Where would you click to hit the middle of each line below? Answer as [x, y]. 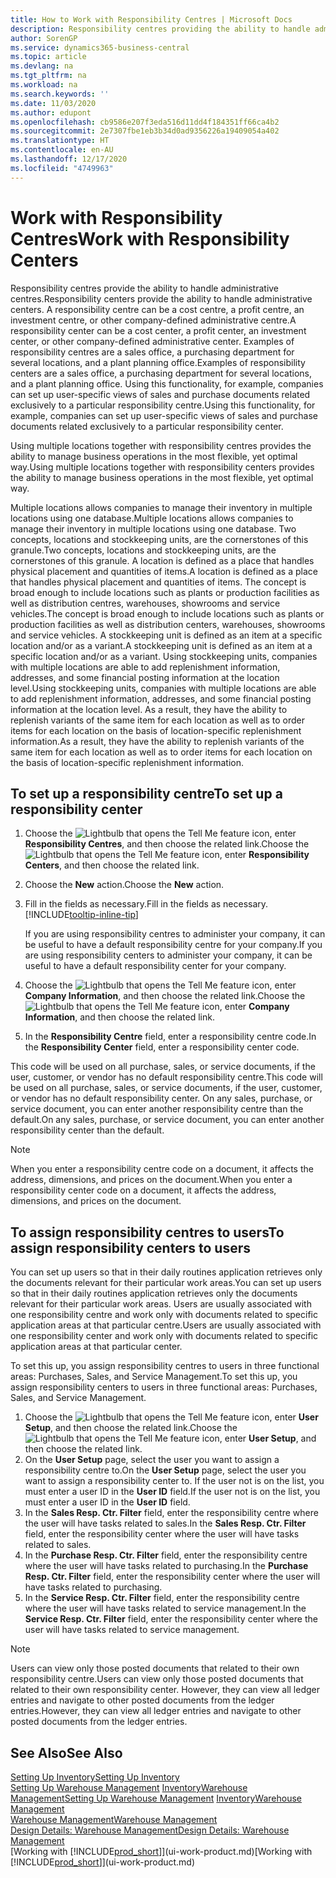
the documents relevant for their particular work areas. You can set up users [166, 1283]
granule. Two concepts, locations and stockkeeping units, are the [143, 550]
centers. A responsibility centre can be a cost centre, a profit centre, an [157, 309]
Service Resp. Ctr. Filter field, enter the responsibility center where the [171, 1619]
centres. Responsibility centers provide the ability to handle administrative [161, 298]
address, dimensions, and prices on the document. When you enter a [151, 1180]
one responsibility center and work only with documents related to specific [164, 1336]
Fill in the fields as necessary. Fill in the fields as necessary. [146, 904]
